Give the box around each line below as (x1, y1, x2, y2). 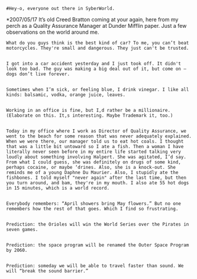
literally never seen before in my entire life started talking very (6, 149, 182, 155)
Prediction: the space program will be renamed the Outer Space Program (6, 242, 189, 248)
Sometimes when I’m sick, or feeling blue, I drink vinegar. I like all (6, 86, 189, 92)
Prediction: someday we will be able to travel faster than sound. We (6, 263, 184, 269)
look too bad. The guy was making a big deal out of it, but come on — (6, 66, 186, 72)
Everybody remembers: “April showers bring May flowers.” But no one (6, 201, 182, 207)
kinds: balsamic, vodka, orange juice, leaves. (6, 92, 126, 98)
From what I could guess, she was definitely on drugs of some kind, (6, 159, 182, 165)
